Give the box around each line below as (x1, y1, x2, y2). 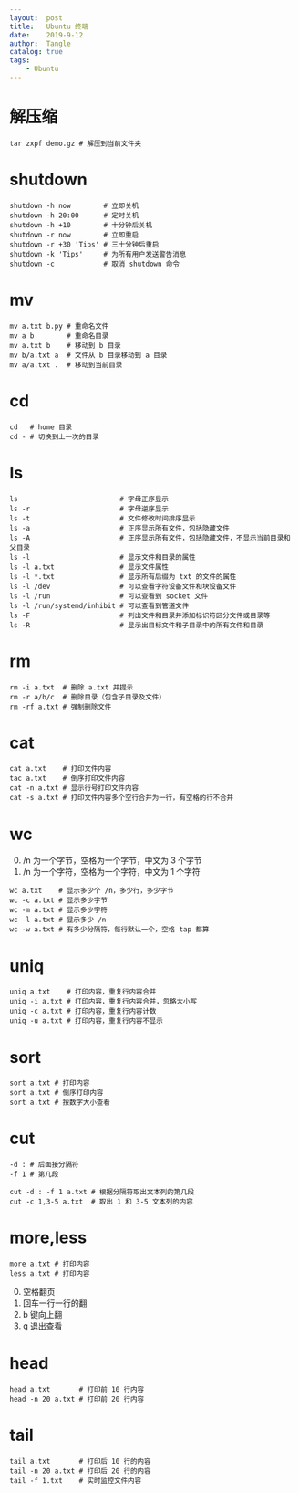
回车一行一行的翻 (22, 1298, 88, 1309)
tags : (9, 56, 30, 65)
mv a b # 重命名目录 (9, 331, 109, 341)
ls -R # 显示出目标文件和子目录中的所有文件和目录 (9, 620, 264, 630)
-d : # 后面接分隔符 (9, 1161, 79, 1170)
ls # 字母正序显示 (9, 494, 169, 503)
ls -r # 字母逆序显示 (9, 504, 169, 513)
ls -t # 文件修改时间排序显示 (9, 513, 196, 523)
